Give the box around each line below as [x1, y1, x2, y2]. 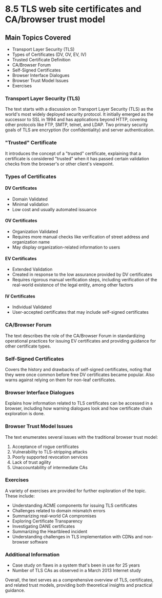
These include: [5, 493, 35, 498]
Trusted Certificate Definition [12, 57, 71, 62]
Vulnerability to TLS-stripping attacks [12, 448, 88, 454]
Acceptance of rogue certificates [12, 444, 79, 449]
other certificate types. [5, 343, 51, 349]
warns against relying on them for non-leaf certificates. [5, 376, 116, 383]
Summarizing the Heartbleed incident [12, 528, 88, 534]
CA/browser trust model [5, 14, 105, 25]
